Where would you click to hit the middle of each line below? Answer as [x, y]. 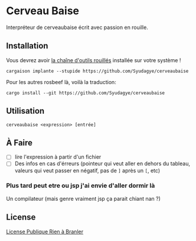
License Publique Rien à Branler [45, 232]
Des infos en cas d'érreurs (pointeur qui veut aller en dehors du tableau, [102, 163]
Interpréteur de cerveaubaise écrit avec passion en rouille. [77, 27]
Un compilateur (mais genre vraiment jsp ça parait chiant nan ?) [84, 198]
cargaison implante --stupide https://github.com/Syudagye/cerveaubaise [97, 71]
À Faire [19, 142]
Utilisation [25, 111]
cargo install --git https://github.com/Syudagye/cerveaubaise [86, 93]
